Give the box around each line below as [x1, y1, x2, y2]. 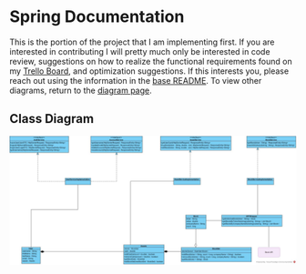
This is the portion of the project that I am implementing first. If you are [9, 36, 275, 47]
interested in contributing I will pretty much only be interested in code [9, 46, 270, 56]
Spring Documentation [9, 6, 185, 27]
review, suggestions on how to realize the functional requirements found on [9, 56, 293, 66]
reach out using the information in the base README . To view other [9, 75, 262, 86]
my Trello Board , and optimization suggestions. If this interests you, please [9, 66, 290, 76]
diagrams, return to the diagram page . [9, 85, 152, 96]
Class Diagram [9, 111, 94, 127]
